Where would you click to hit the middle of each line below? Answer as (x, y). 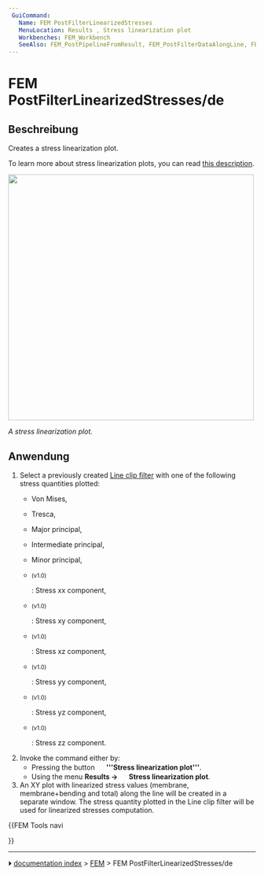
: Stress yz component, (69, 712)
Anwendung (39, 456)
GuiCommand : (31, 15)
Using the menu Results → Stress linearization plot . (121, 777)
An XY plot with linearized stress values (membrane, (104, 785)
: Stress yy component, (69, 681)
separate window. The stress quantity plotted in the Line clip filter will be (137, 801)
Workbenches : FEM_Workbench (64, 37)
